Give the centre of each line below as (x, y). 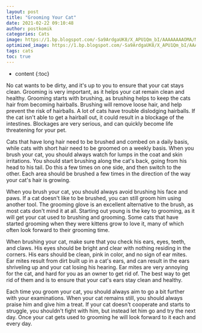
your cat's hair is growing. (38, 180)
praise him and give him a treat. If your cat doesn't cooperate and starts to (98, 304)
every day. (19, 323)
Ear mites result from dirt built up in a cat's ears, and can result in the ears (98, 261)
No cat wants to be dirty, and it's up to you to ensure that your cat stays (95, 85)
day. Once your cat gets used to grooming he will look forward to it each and (101, 317)
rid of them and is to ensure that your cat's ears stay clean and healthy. (94, 280)
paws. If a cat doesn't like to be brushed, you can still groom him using (94, 198)
